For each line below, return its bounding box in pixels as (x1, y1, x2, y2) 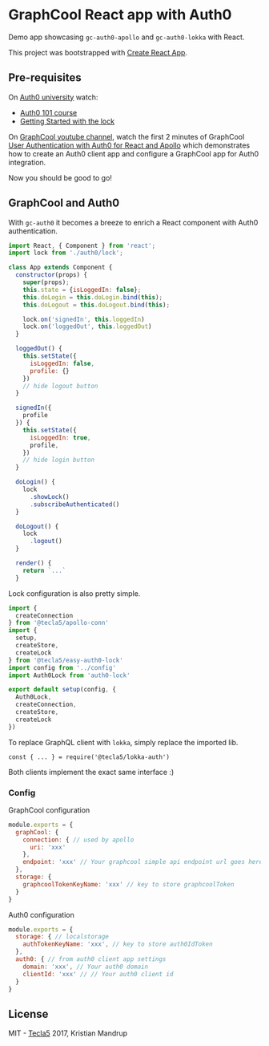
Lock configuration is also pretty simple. (8, 588, 141, 598)
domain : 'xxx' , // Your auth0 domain (22, 963, 149, 971)
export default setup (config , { (8, 686, 116, 694)
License (8, 1007, 49, 1020)
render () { (15, 559, 52, 567)
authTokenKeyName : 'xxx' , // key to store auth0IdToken (22, 940, 214, 948)
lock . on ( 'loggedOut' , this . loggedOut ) (22, 322, 152, 330)
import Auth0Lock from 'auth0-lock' (8, 671, 130, 679)
